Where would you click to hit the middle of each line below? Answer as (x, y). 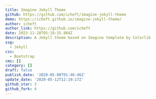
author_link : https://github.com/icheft (48, 28)
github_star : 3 (21, 84)
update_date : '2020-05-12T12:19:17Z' (44, 79)
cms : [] (13, 61)
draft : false (19, 70)
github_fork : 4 (21, 89)
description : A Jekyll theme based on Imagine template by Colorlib (78, 38)
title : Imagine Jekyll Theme (35, 10)
